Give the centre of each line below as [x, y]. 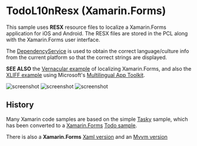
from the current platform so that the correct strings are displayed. [87, 57]
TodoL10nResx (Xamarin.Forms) [86, 11]
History [20, 105]
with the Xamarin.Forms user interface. [53, 39]
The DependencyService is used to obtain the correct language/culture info [98, 51]
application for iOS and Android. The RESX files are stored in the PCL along [97, 33]
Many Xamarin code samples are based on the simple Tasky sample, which [97, 119]
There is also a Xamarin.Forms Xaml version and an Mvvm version [87, 137]
